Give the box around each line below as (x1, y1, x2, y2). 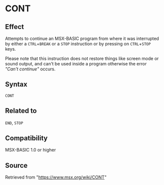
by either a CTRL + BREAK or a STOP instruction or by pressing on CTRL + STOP (5, 41, 151, 47)
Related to (5, 107, 37, 115)
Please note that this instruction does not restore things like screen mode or (5, 56, 159, 62)
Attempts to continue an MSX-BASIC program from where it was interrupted (5, 35, 159, 41)
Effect (5, 23, 24, 31)
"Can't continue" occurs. (5, 66, 56, 72)
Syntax (5, 80, 28, 89)
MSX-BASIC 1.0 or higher (5, 147, 56, 153)
